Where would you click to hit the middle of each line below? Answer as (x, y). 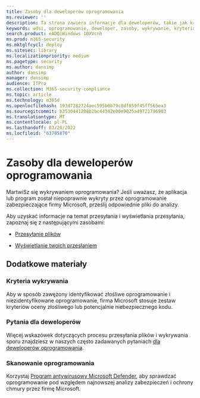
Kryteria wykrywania (37, 281)
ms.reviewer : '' (26, 17)
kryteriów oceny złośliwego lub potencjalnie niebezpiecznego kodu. (89, 306)
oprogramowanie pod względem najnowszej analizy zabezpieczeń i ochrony (100, 383)
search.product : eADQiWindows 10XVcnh (54, 34)
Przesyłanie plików (38, 234)
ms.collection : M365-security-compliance (58, 89)
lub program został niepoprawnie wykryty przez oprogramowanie (86, 198)
